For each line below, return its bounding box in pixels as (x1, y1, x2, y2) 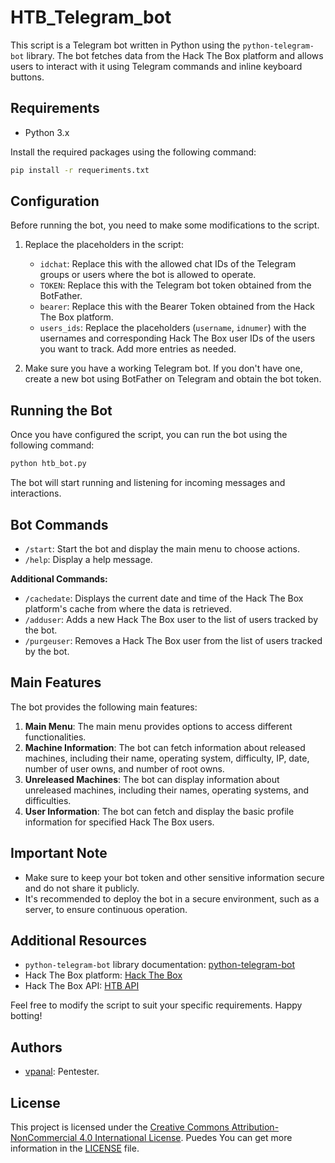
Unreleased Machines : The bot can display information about (24, 773, 280, 785)
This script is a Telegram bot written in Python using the (10, 39, 241, 51)
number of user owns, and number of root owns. (24, 762, 225, 775)
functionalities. (24, 731, 87, 743)
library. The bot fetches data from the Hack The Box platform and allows (26, 49, 324, 61)
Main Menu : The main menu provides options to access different (24, 720, 293, 732)
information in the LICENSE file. (10, 1142, 140, 1154)
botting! (10, 1010, 43, 1022)
